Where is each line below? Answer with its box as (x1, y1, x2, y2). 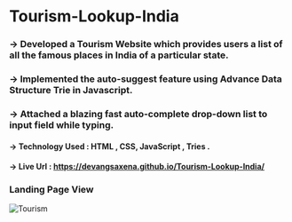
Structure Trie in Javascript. (9, 84, 133, 97)
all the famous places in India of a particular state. (9, 49, 229, 61)
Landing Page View (9, 184, 94, 196)
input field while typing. (9, 118, 114, 131)
